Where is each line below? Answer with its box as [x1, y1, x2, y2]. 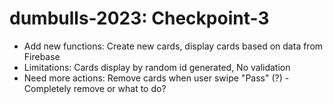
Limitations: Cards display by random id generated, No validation [23, 61, 291, 73]
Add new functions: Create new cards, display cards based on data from [23, 40, 324, 52]
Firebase [23, 50, 61, 62]
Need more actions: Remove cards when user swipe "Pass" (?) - [23, 72, 290, 84]
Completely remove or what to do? [23, 82, 167, 94]
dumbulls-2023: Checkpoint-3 [9, 7, 270, 30]
